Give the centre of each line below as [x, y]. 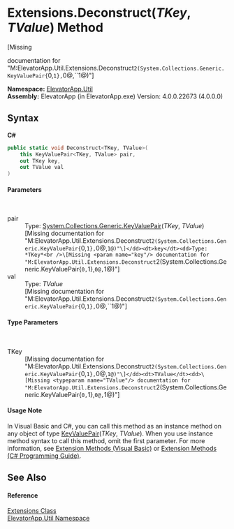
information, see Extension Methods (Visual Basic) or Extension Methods [112, 448]
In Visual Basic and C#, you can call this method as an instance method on [115, 426]
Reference [23, 495]
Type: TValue [44, 284]
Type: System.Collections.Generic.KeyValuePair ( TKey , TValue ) [115, 226]
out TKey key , [40, 161]
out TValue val [42, 167]
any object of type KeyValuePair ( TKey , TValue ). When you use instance [110, 433]
